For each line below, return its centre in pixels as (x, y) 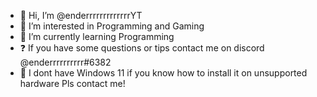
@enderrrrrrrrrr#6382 (65, 62)
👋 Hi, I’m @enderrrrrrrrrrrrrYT (81, 15)
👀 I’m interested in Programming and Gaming (112, 26)
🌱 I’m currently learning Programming (97, 36)
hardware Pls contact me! (72, 83)
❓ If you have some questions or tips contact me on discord (142, 48)
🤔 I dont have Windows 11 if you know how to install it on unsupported (163, 73)
